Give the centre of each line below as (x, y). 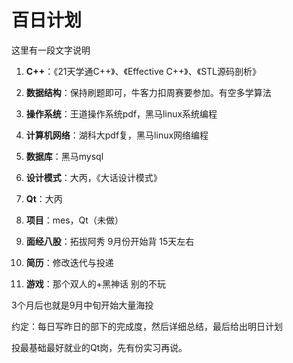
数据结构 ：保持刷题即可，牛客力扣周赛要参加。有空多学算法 (148, 92)
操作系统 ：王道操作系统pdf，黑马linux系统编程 (121, 113)
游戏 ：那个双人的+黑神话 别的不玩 (95, 283)
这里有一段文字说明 (51, 50)
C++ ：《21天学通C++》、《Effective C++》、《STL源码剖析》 (143, 71)
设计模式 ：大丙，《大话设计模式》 (94, 177)
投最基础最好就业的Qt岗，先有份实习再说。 (99, 347)
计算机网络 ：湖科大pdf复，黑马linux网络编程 (117, 135)
